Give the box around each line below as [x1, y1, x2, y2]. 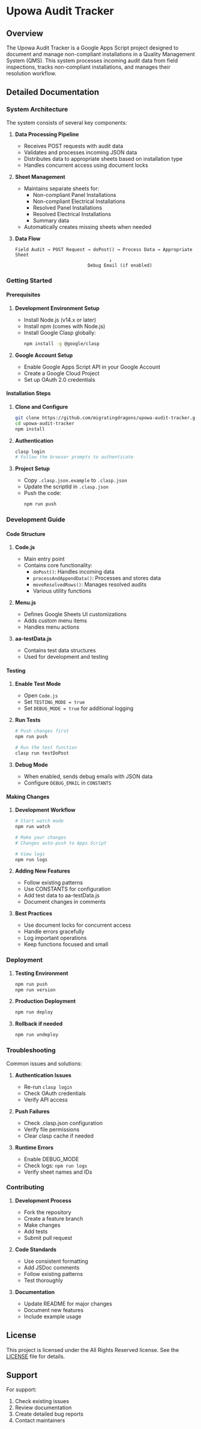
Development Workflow [14, 806, 76, 814]
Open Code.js [23, 692, 58, 699]
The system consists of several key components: [6, 119, 127, 126]
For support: [6, 1386, 37, 1393]
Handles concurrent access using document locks [23, 161, 148, 169]
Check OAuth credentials [23, 1089, 86, 1097]
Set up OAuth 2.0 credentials [23, 376, 95, 383]
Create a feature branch [23, 1215, 83, 1222]
